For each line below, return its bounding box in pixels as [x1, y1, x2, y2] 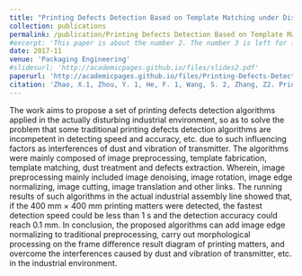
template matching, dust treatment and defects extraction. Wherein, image [9, 162, 286, 173]
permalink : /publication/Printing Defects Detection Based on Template [9, 30, 283, 39]
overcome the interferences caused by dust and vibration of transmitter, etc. [9, 248, 292, 259]
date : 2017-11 [9, 47, 63, 56]
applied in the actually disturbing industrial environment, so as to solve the [9, 114, 285, 125]
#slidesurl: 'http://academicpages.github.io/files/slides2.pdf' [9, 64, 259, 73]
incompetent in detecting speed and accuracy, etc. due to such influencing [9, 133, 288, 144]
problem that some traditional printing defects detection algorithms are [9, 123, 271, 135]
